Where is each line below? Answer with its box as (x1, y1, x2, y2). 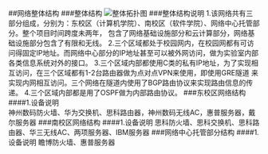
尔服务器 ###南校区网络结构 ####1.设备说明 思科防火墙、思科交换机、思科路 (8, 117, 260, 127)
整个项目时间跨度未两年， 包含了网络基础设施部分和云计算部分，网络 (22, 29, 248, 37)
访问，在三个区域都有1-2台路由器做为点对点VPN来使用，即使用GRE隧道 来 (14, 68, 259, 77)
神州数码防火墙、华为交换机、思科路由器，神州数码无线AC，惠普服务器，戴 (8, 108, 256, 117)
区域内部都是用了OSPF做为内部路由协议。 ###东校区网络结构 (44, 88, 246, 97)
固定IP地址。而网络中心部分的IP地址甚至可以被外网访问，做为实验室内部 (22, 48, 259, 57)
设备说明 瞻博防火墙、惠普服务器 (8, 137, 116, 147)
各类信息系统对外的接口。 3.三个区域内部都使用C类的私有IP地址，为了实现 (8, 58, 252, 67)
